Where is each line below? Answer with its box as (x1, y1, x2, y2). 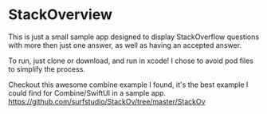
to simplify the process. (8, 64, 86, 73)
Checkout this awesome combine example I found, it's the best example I (8, 80, 249, 89)
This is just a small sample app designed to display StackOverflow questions (8, 32, 260, 41)
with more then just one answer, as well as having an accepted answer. (8, 40, 241, 49)
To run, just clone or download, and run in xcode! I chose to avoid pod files (8, 56, 253, 65)
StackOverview (8, 6, 113, 24)
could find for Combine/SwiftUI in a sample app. (8, 88, 166, 97)
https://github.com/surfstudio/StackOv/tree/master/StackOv (8, 96, 206, 106)
